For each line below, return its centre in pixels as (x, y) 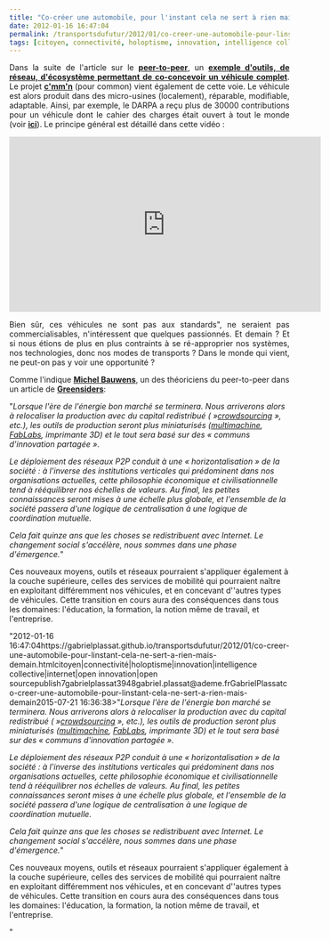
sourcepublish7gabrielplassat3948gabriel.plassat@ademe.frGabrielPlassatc (148, 684)
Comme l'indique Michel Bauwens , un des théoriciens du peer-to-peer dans (149, 380)
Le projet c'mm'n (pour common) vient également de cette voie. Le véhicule (150, 86)
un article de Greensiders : (58, 389)
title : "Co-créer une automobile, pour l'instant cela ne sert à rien (143, 17)
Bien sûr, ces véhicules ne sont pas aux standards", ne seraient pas (149, 325)
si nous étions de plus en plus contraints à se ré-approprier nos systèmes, (149, 344)
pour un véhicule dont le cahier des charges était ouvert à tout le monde (149, 115)
